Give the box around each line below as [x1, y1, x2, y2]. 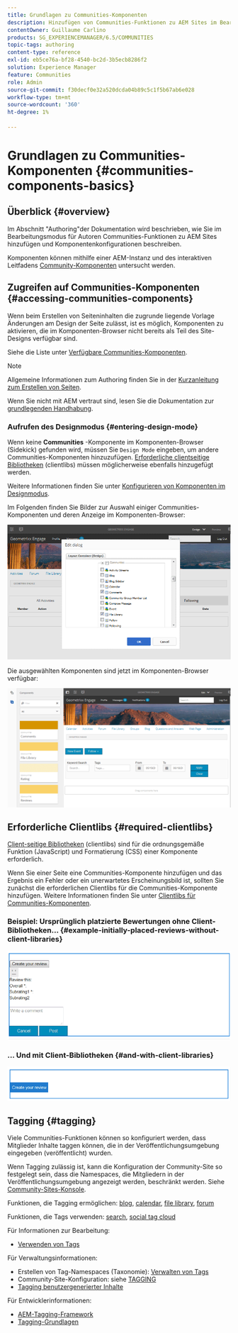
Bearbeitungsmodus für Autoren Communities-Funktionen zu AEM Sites [7, 232, 217, 240]
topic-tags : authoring [7, 41, 74, 49]
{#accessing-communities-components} [7, 293, 193, 305]
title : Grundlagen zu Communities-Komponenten [7, 11, 147, 18]
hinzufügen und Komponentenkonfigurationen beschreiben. [7, 240, 182, 248]
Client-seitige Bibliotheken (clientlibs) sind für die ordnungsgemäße [7, 840, 205, 849]
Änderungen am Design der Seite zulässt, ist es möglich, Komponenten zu [7, 319, 225, 328]
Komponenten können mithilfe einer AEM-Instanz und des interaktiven [7, 253, 212, 262]
